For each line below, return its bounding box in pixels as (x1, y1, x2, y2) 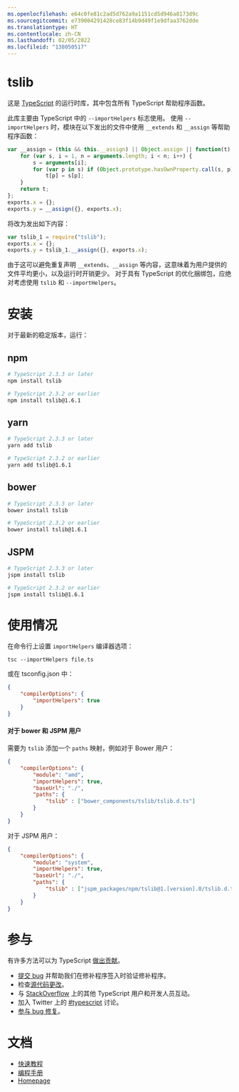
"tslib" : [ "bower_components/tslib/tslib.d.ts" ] (45, 798, 196, 805)
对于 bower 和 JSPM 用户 (7, 727, 82, 735)
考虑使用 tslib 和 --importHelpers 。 (13, 279, 120, 287)
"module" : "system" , (33, 859, 94, 866)
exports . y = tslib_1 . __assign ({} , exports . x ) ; (7, 246, 148, 254)
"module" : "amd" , (33, 771, 84, 779)
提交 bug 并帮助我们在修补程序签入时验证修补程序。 (17, 972, 171, 980)
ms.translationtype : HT (7, 24, 78, 31)
